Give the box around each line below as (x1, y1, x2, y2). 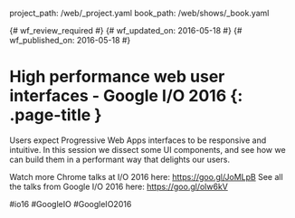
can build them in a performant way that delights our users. (9, 154, 231, 165)
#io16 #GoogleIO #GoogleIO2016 (9, 198, 132, 209)
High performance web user (9, 67, 225, 87)
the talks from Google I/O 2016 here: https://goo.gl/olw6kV (9, 181, 228, 192)
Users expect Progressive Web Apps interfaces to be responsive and (9, 135, 267, 146)
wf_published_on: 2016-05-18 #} (9, 35, 131, 45)
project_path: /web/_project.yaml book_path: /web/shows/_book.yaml (9, 8, 270, 18)
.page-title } (9, 105, 102, 126)
